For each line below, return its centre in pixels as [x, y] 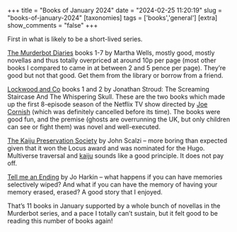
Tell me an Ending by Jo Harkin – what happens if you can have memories [115, 177]
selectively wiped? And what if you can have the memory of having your [112, 184]
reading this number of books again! [60, 221]
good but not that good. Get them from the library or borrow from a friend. [115, 75]
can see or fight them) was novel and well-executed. [84, 127]
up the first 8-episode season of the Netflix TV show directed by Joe [108, 104]
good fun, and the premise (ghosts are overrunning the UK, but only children [119, 119]
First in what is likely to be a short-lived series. [75, 39]
